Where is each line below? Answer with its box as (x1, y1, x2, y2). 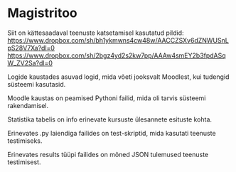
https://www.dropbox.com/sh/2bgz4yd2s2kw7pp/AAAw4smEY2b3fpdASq (7, 51, 226, 60)
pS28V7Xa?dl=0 (7, 43, 55, 52)
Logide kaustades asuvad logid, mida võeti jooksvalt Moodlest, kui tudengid (7, 72, 230, 81)
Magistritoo (7, 5, 77, 21)
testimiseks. (7, 136, 43, 145)
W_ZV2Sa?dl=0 (7, 58, 53, 67)
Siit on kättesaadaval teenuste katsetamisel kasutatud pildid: (7, 28, 184, 37)
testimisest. (7, 158, 41, 166)
